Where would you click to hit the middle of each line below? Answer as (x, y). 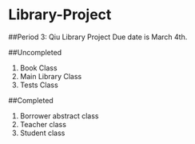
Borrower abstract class (59, 116)
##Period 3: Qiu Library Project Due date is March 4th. (98, 37)
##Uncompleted (35, 52)
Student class (42, 133)
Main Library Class (51, 76)
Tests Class (39, 85)
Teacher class (43, 124)
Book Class (38, 68)
